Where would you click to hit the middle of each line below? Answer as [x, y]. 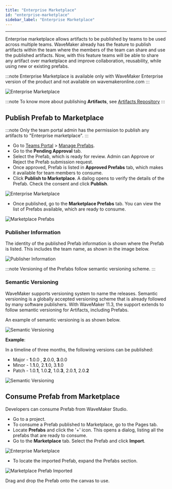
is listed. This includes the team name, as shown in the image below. [77, 249]
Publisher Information [33, 233]
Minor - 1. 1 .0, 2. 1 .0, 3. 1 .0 [38, 365]
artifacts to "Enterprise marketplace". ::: [47, 136]
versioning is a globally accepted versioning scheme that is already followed [86, 299]
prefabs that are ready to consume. [50, 435]
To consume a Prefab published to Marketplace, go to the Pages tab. [85, 424]
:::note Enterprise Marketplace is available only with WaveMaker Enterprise [84, 76]
